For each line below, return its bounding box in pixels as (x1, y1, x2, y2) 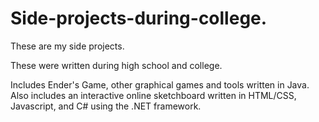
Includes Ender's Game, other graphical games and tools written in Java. (10, 78, 310, 91)
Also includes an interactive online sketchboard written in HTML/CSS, (10, 89, 297, 101)
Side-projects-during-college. (10, 7, 268, 30)
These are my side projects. (10, 40, 125, 52)
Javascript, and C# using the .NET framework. (10, 100, 202, 112)
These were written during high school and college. (10, 59, 223, 71)
